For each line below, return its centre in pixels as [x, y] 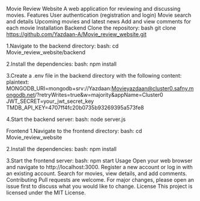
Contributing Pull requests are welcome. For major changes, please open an [100, 180]
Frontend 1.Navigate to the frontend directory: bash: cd [74, 131]
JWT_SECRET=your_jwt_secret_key [50, 101]
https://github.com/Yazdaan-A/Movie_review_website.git [77, 34]
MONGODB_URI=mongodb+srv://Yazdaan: [59, 88]
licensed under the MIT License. [46, 193]
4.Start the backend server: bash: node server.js [66, 119]
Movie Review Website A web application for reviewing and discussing [93, 9]
